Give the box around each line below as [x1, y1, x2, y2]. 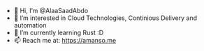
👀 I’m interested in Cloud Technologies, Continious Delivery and [13, 14, 198, 22]
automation [13, 21, 47, 29]
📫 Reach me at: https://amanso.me [13, 37, 117, 44]
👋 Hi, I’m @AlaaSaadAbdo [13, 7, 89, 14]
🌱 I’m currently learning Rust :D [13, 28, 104, 37]
